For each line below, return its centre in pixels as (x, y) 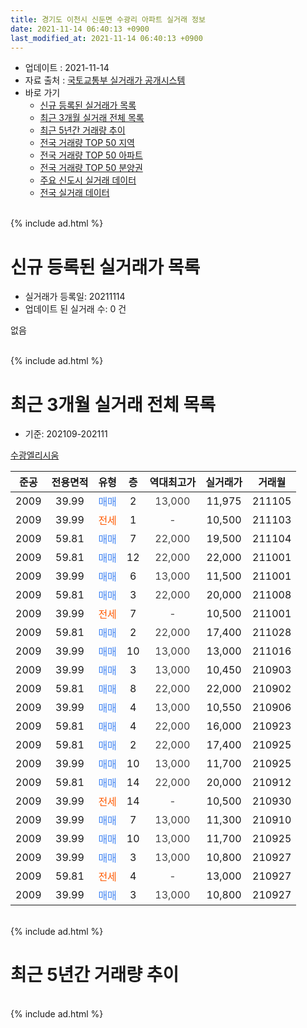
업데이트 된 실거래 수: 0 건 (75, 309)
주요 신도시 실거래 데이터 (88, 180)
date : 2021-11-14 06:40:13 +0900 (80, 29)
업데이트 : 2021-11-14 (67, 68)
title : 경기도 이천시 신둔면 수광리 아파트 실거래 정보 (108, 19)
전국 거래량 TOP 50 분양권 (91, 168)
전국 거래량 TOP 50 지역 (87, 143)
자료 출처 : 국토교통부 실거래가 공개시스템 (105, 80)
